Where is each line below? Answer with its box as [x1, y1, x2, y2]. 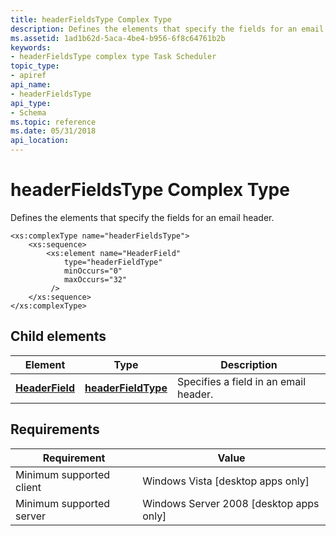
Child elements [10, 328, 107, 345]
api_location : [10, 136, 70, 146]
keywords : [10, 42, 52, 53]
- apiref [10, 71, 47, 81]
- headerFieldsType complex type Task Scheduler [10, 52, 217, 62]
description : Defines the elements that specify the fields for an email [10, 24, 325, 34]
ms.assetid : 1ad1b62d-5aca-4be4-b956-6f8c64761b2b [10, 33, 226, 43]
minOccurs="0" [63, 266, 123, 276]
